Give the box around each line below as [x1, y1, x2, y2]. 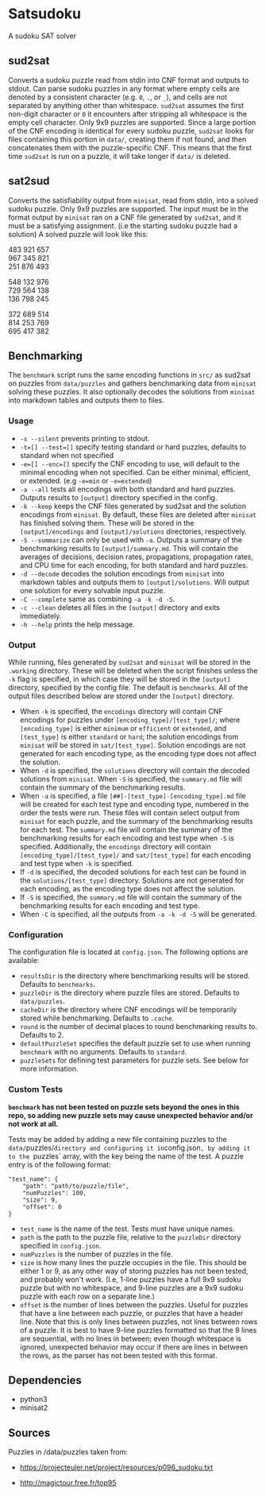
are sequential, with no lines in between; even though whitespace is [19, 1334, 242, 1343]
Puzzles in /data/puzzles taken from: [8, 1447, 129, 1457]
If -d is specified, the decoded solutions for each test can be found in [19, 867, 247, 876]
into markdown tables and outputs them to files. [8, 395, 164, 406]
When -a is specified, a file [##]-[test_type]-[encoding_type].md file [19, 790, 246, 800]
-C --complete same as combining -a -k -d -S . [19, 594, 175, 604]
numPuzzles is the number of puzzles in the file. [19, 1249, 173, 1259]
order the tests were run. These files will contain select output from [19, 808, 241, 817]
